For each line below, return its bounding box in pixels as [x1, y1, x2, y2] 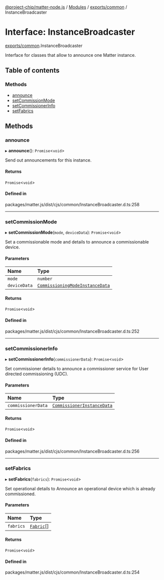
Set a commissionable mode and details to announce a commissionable [5, 239, 149, 245]
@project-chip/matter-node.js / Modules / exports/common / [5, 4, 127, 10]
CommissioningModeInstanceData [37, 283, 110, 289]
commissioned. [5, 491, 36, 497]
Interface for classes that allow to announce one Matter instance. [5, 52, 136, 58]
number [37, 276, 53, 282]
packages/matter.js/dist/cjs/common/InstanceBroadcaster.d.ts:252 [5, 328, 140, 334]
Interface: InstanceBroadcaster [5, 26, 135, 38]
